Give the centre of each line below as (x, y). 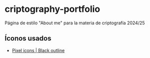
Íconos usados (28, 38)
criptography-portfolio (52, 9)
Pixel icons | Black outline (38, 50)
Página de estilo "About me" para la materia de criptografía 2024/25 (75, 23)
